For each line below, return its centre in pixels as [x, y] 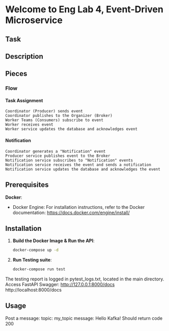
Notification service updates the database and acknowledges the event [83, 169]
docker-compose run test [39, 269]
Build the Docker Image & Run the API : [54, 241]
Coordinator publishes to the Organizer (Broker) [59, 116]
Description [24, 56]
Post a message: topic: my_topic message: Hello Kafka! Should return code [84, 318]
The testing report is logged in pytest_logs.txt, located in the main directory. [85, 279]
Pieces [16, 74]
